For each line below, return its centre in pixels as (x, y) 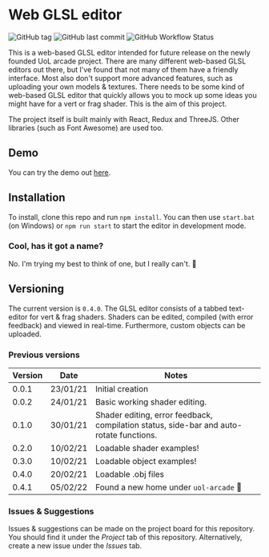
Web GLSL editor (65, 15)
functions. (139, 435)
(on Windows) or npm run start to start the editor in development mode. (127, 226)
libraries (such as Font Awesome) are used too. (86, 128)
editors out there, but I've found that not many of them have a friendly (123, 69)
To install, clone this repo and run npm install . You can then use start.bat (132, 217)
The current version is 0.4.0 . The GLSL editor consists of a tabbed (118, 308)
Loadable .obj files (130, 474)
